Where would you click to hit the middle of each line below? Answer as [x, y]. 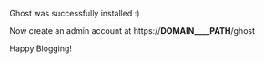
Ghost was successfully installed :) [75, 13]
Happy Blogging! [41, 48]
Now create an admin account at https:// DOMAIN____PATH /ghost [132, 31]
